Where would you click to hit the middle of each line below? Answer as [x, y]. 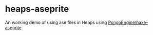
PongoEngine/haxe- [128, 22]
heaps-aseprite [37, 9]
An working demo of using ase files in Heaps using [56, 22]
